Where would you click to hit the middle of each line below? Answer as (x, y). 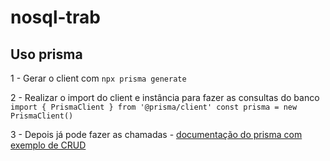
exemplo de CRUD (48, 145)
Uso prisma (46, 54)
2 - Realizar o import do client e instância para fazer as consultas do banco (165, 97)
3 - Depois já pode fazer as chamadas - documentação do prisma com (156, 134)
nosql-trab (55, 17)
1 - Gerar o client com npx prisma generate (98, 78)
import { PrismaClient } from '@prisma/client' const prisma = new (154, 107)
